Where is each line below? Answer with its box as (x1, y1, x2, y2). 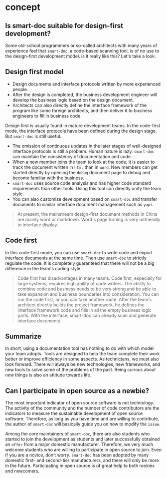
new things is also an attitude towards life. (5, 372, 92, 378)
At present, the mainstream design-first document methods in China (17, 211, 158, 217)
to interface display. (17, 222, 58, 228)
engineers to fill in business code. (12, 113, 82, 119)
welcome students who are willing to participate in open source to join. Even (5, 447, 162, 453)
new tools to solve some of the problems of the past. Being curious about (5, 367, 156, 373)
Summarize (5, 332, 41, 341)
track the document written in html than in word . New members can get (12, 164, 158, 170)
